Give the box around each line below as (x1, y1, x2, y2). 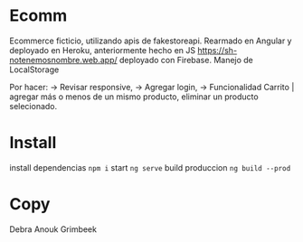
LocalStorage (9, 64, 60, 75)
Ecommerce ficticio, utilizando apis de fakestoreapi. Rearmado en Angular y (9, 35, 292, 46)
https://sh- (197, 44, 238, 55)
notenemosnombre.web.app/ (9, 54, 118, 65)
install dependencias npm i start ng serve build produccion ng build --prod (9, 162, 291, 172)
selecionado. (9, 100, 58, 111)
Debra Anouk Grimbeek (9, 223, 98, 235)
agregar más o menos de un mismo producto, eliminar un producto (9, 91, 260, 102)
